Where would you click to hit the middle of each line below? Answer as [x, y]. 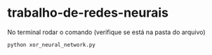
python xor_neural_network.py [52, 45]
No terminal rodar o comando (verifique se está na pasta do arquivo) [106, 32]
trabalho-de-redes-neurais [88, 13]
